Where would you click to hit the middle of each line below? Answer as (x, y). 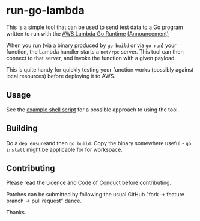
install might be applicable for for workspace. (65, 149)
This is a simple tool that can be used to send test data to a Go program (95, 27)
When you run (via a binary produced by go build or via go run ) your (91, 45)
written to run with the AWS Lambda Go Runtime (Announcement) (88, 33)
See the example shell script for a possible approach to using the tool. (92, 110)
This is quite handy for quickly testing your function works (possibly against (100, 69)
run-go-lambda (46, 11)
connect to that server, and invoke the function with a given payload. (91, 58)
